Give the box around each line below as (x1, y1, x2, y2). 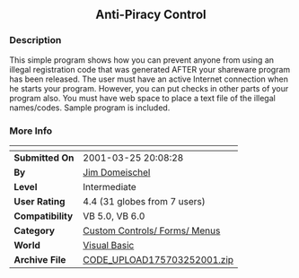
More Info (9, 125, 53, 137)
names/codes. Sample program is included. (9, 102, 171, 113)
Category (13, 224, 56, 237)
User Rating (13, 195, 66, 207)
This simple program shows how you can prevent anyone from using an (9, 54, 275, 65)
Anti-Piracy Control (95, 7, 207, 22)
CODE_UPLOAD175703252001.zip (83, 253, 234, 265)
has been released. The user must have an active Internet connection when (9, 74, 289, 84)
